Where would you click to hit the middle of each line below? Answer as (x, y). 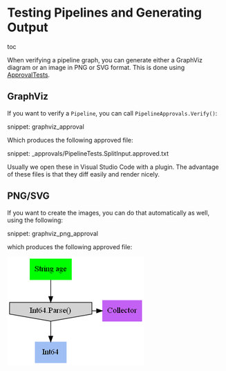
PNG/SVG (28, 196)
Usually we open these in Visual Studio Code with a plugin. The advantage (113, 167)
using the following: (35, 220)
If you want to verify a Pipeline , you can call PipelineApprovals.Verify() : (112, 113)
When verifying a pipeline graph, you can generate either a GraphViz (105, 60)
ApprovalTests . (29, 75)
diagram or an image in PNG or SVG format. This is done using (96, 67)
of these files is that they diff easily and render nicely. (84, 174)
